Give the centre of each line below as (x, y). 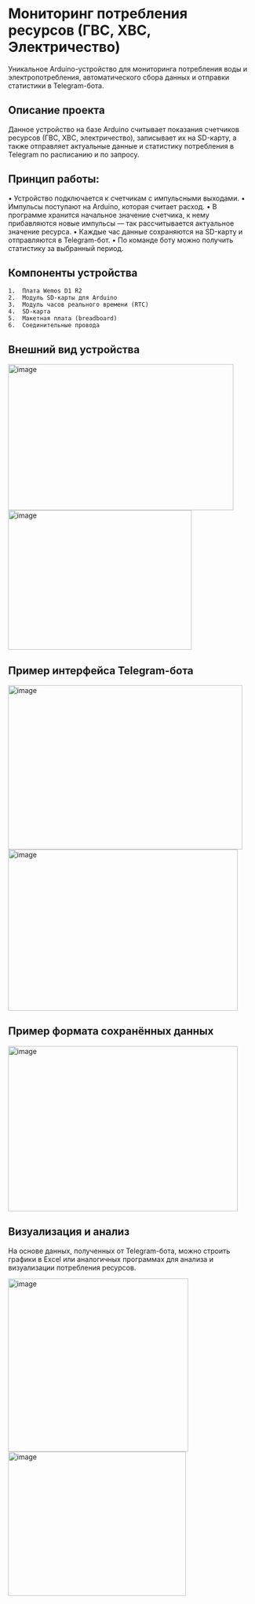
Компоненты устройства (73, 273)
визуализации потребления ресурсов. (72, 1267)
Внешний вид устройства (74, 350)
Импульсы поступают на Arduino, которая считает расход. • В (113, 206)
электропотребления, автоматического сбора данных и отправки (119, 77)
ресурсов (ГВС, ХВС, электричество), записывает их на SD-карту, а (122, 138)
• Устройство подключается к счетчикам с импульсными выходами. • (127, 198)
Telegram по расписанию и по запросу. (74, 154)
